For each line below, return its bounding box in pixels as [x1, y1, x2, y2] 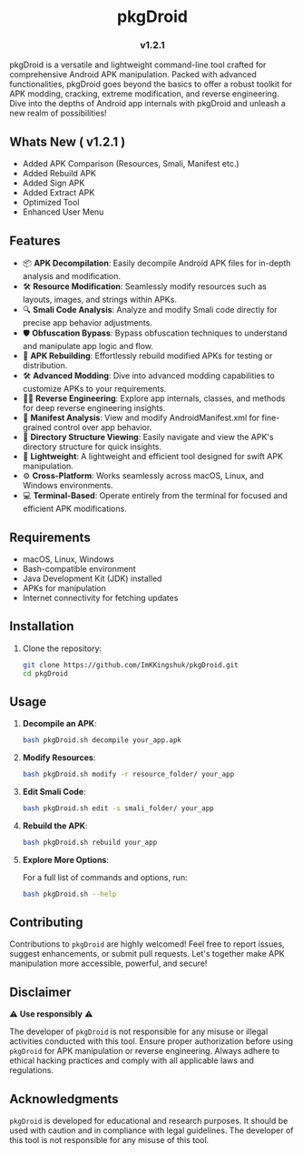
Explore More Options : [22, 854, 110, 865]
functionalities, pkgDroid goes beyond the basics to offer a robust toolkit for [9, 79, 293, 90]
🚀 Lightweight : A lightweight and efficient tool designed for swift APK [22, 451, 284, 462]
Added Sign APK [22, 177, 85, 188]
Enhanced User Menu [22, 206, 104, 217]
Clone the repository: [22, 643, 103, 654]
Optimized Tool [22, 197, 80, 208]
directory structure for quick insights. [22, 441, 162, 452]
